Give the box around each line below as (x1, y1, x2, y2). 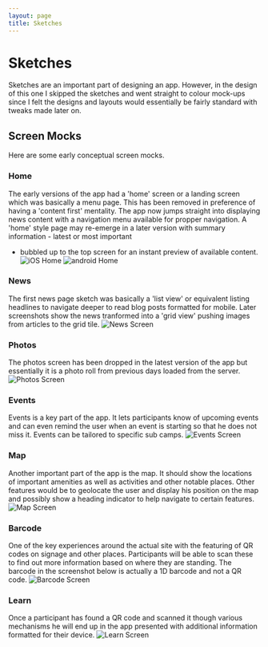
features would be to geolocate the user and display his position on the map (8, 485, 259, 494)
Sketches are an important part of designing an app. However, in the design (8, 80, 258, 90)
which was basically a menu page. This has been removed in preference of (8, 197, 256, 207)
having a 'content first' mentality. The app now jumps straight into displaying (8, 205, 261, 215)
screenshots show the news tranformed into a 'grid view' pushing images (8, 311, 250, 320)
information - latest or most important (8, 231, 132, 241)
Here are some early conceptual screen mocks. (8, 150, 165, 161)
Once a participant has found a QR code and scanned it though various (8, 613, 242, 623)
